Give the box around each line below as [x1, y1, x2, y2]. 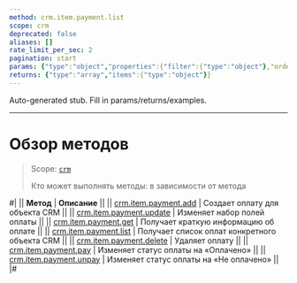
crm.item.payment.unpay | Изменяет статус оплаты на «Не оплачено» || [9, 254, 279, 264]
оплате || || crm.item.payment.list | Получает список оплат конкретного [9, 226, 277, 236]
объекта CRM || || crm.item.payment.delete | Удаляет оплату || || [9, 235, 249, 246]
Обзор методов [9, 134, 130, 154]
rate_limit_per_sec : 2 [9, 46, 93, 55]
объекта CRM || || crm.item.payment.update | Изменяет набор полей [9, 207, 265, 218]
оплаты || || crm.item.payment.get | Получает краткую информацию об [9, 216, 275, 226]
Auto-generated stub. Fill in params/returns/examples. [9, 95, 208, 105]
